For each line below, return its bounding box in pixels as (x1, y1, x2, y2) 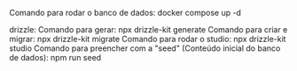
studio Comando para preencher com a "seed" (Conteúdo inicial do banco (9, 43, 281, 53)
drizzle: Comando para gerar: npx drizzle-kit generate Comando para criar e (9, 25, 288, 34)
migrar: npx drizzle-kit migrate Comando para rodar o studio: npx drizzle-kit (9, 34, 286, 44)
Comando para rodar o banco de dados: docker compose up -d (9, 8, 242, 18)
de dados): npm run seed (9, 53, 102, 62)
